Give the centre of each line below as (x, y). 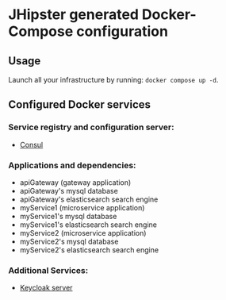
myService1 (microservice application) (82, 207)
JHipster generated (73, 15)
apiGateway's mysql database (69, 190)
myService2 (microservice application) (83, 233)
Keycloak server (46, 288)
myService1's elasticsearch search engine (88, 225)
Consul (31, 144)
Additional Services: (48, 270)
